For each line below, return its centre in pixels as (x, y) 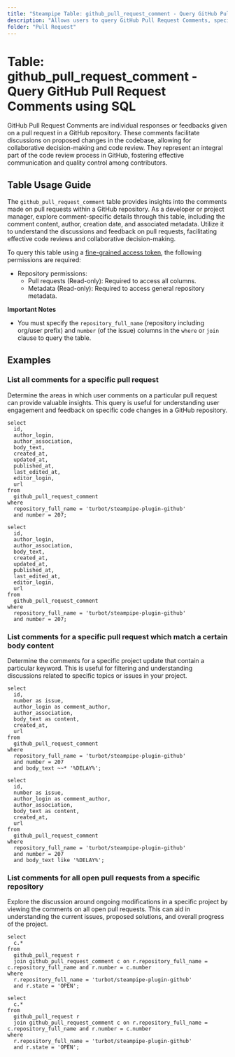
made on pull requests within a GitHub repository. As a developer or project (116, 209)
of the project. (28, 924)
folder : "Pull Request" (42, 27)
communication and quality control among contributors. (87, 163)
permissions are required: (44, 260)
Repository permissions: (52, 273)
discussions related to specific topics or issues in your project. (97, 676)
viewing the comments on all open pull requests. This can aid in (99, 909)
